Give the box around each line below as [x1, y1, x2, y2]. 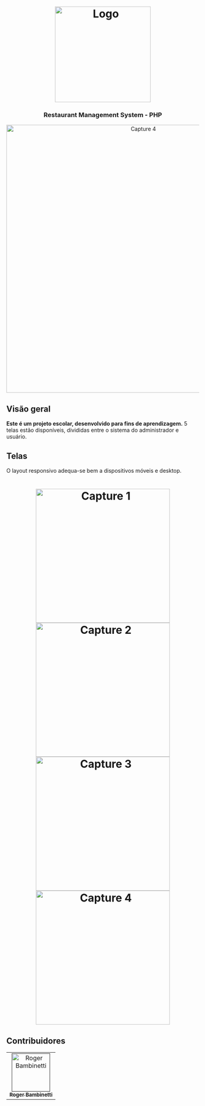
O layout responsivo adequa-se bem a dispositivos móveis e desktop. [6, 467, 182, 475]
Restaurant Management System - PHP [43, 111, 162, 119]
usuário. [6, 433, 28, 440]
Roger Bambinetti [9, 1091, 53, 1099]
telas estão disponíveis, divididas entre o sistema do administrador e [6, 426, 179, 434]
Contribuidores [6, 1036, 65, 1046]
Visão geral [6, 404, 51, 414]
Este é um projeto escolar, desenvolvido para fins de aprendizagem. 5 [6, 420, 188, 427]
